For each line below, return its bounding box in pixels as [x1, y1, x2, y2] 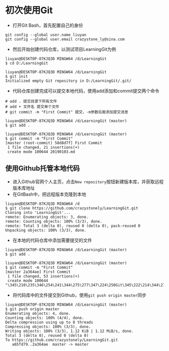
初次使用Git [5, 5, 53, 16]
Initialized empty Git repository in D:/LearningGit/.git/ [5, 78, 132, 83]
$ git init [5, 74, 28, 79]
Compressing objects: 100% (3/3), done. [5, 324, 92, 329]
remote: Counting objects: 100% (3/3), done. [5, 219, 102, 224]
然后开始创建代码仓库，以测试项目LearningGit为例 [12, 46, 117, 52]
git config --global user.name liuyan [5, 32, 87, 37]
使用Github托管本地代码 [5, 164, 80, 173]
